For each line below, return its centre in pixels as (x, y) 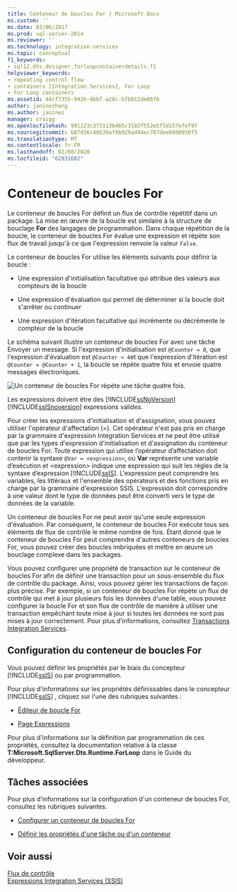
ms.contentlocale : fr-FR (44, 146)
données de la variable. (41, 503)
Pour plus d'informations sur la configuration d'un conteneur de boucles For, (119, 799)
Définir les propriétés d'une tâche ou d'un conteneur (94, 834)
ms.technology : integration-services (63, 47)
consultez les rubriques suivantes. (57, 806)
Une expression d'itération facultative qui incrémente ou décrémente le (121, 320)
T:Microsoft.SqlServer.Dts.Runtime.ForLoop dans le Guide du (99, 752)
